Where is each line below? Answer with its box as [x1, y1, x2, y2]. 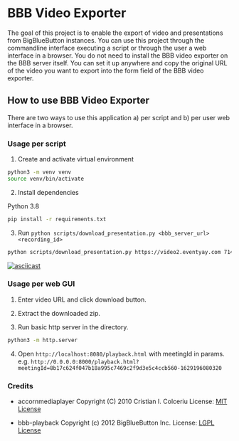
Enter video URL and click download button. [17, 295, 147, 304]
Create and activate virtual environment [17, 155, 134, 164]
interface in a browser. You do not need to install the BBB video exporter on [7, 51, 228, 60]
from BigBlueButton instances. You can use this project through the [7, 36, 205, 44]
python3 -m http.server [7, 336, 78, 344]
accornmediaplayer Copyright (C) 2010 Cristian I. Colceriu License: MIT [17, 397, 228, 406]
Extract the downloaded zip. [17, 309, 101, 317]
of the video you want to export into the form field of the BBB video [7, 66, 204, 75]
